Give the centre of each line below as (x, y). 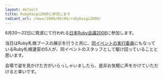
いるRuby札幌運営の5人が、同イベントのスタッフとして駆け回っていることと (81, 49)
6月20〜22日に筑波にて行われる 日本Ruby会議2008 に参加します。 (71, 33)
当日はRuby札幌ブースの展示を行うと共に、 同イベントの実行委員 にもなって (80, 43)
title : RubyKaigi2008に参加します (38, 14)
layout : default (21, 9)
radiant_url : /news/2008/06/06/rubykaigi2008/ (53, 18)
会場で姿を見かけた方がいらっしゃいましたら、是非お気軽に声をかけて (75, 65)
